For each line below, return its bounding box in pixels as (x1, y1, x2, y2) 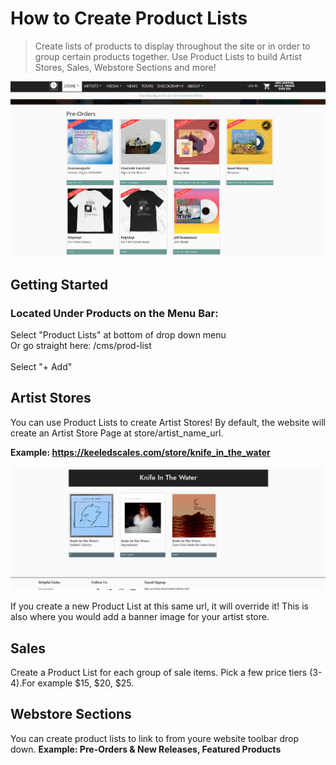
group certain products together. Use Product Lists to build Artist (34, 50, 303, 62)
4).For (10, 677, 36, 689)
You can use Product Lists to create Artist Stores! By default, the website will (10, 416, 326, 428)
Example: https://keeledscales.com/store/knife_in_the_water (10, 446, 271, 458)
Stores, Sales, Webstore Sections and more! (34, 61, 217, 73)
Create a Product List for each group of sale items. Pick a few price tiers (10, 666, 308, 678)
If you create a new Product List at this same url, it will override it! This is (10, 600, 309, 612)
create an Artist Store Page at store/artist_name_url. (10, 427, 224, 439)
